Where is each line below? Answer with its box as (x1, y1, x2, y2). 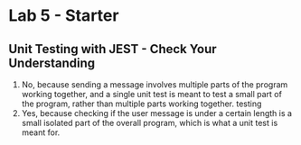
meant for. (21, 127, 61, 138)
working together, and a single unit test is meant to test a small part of (21, 89, 282, 99)
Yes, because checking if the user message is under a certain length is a (21, 108, 293, 118)
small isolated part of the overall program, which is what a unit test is (21, 118, 278, 128)
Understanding (8, 55, 96, 70)
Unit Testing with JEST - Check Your (8, 41, 218, 57)
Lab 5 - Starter (8, 5, 119, 26)
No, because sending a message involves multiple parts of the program (21, 79, 288, 90)
